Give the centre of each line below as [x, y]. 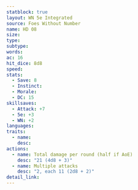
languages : [20, 126]
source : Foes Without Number [44, 23]
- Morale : [24, 92]
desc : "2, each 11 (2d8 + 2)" [56, 172]
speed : [15, 69]
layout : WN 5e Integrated [39, 18]
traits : [16, 132]
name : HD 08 [21, 29]
